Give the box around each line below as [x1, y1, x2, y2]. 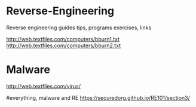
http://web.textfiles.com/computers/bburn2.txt [6, 42, 121, 49]
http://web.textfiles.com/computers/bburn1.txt [6, 35, 120, 42]
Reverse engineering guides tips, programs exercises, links [6, 24, 152, 31]
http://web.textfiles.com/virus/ [6, 82, 81, 90]
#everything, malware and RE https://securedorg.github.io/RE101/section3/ [6, 94, 190, 101]
